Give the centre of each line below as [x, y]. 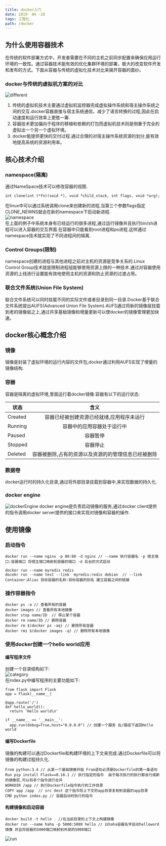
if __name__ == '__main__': [34, 720]
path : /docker [20, 23]
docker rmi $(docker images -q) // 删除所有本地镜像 [58, 631]
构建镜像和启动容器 [25, 807]
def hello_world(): [25, 707]
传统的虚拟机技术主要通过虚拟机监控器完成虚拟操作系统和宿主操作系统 [84, 105]
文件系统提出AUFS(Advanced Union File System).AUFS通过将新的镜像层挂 [81, 306]
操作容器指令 [21, 593]
